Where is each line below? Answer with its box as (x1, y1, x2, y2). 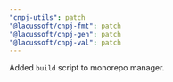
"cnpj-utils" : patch (9, 12, 86, 22)
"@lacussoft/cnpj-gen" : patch (9, 29, 122, 38)
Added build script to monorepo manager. (9, 62, 165, 73)
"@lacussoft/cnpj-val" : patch (9, 37, 122, 47)
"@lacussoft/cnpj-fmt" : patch (9, 21, 122, 30)
